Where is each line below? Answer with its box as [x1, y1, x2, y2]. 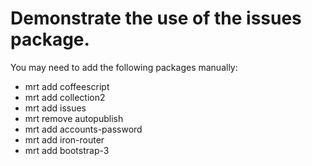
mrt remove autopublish [24, 112, 124, 124]
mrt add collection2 [24, 91, 106, 103]
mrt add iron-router [24, 133, 105, 146]
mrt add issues [24, 102, 87, 114]
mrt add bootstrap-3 [24, 144, 110, 156]
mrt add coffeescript [24, 80, 110, 92]
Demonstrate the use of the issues [10, 7, 302, 30]
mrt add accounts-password [24, 123, 143, 135]
